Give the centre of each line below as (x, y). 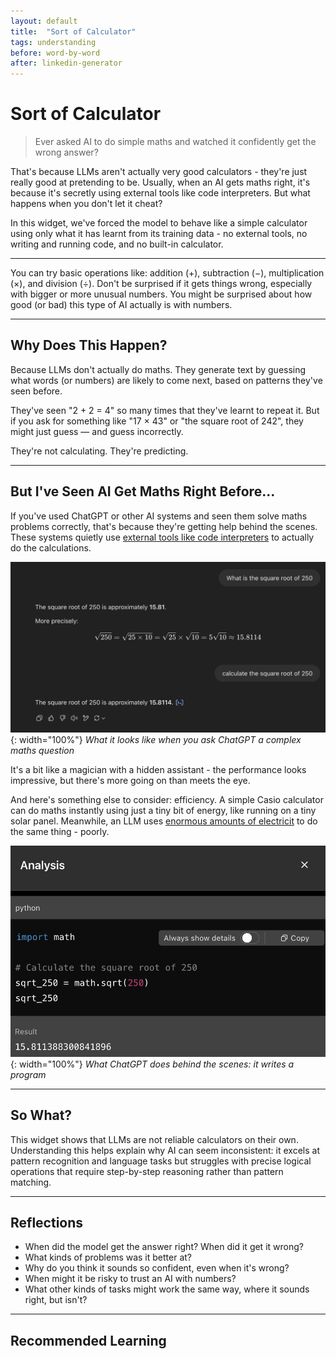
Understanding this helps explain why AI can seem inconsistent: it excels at (165, 1150)
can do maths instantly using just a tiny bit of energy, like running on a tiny (163, 811)
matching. (31, 1182)
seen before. (36, 391)
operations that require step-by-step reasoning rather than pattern (147, 1171)
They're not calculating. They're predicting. (99, 451)
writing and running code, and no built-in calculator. (117, 244)
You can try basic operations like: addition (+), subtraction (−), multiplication (167, 273)
